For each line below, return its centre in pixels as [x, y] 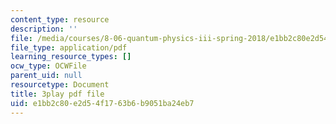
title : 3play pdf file [57, 94]
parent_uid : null [46, 76]
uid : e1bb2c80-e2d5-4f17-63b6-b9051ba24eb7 [102, 103]
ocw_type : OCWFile [48, 66]
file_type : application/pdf [69, 47]
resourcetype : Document [60, 85]
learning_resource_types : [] [71, 57]
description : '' [44, 29]
